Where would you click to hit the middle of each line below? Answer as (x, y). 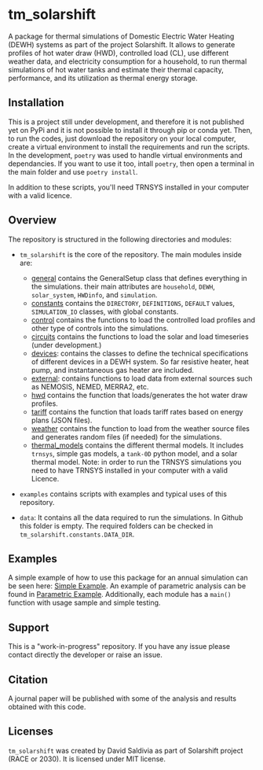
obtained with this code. (47, 707)
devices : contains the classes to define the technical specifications (140, 353)
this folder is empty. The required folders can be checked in (116, 525)
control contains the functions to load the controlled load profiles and (143, 319)
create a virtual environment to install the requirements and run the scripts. (129, 146)
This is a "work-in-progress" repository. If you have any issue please (119, 647)
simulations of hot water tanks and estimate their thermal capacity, (116, 69)
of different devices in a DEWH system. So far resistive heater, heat (140, 361)
